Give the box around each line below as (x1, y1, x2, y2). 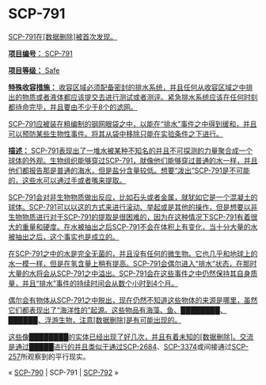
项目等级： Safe (8, 65, 60, 75)
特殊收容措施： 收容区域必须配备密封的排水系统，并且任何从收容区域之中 (8, 82, 246, 92)
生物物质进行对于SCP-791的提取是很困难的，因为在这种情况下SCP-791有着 (8, 212, 251, 222)
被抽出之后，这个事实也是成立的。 (8, 231, 120, 242)
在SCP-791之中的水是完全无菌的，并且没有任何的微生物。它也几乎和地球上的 (8, 249, 258, 258)
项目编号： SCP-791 (8, 48, 73, 58)
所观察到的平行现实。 (20, 352, 90, 361)
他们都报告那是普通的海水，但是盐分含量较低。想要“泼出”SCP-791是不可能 (8, 166, 251, 175)
